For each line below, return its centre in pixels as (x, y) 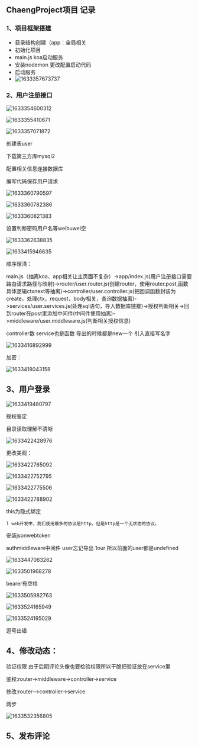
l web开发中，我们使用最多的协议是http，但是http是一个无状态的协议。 (83, 523)
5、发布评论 (28, 736)
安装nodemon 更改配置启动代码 (53, 65)
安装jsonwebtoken (29, 535)
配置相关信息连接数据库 (35, 168)
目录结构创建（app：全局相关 (51, 42)
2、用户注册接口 (29, 95)
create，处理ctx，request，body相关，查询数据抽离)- (72, 298)
